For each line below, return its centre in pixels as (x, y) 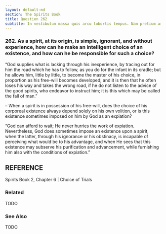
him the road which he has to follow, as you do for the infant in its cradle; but (83, 70)
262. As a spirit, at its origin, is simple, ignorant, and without (79, 41)
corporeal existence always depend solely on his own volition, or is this (77, 111)
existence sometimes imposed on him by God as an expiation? (69, 116)
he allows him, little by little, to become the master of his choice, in (73, 75)
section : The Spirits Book (33, 14)
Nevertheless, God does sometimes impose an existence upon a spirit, (77, 131)
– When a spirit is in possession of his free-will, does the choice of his (76, 105)
